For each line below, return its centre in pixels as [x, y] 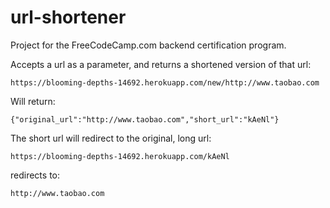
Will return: [33, 101]
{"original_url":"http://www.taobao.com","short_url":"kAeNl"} [145, 119]
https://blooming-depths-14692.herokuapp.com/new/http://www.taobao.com [165, 82]
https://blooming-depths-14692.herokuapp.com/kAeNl [120, 156]
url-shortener [68, 17]
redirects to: [35, 175]
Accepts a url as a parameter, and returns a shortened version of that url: [161, 64]
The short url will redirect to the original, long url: [111, 138]
